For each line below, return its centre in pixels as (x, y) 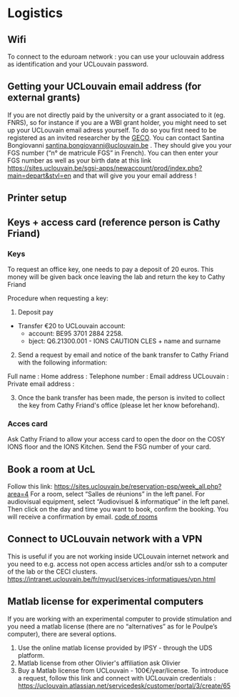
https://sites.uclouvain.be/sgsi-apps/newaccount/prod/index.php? (105, 168)
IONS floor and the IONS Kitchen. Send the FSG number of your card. (110, 447)
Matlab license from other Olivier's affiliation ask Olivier (99, 663)
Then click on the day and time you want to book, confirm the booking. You (118, 509)
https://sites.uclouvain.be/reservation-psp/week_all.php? (138, 486)
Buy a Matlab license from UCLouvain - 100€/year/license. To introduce (123, 670)
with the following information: (62, 362)
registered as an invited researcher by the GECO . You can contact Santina (116, 138)
